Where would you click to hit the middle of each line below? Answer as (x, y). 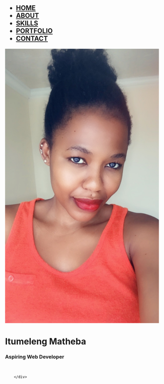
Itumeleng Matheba (46, 341)
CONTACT (32, 39)
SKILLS (27, 23)
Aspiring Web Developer (35, 357)
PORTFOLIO (34, 31)
